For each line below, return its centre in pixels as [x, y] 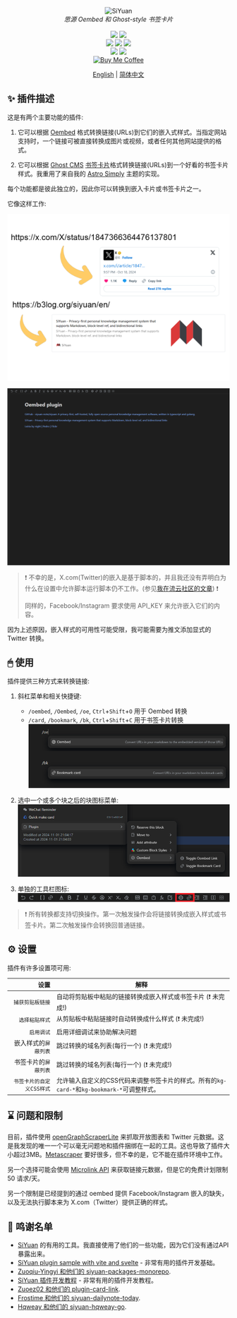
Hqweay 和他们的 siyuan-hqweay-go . [72, 1307]
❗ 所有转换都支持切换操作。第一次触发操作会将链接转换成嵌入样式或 [122, 914]
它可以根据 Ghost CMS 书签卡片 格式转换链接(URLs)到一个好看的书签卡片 [123, 164]
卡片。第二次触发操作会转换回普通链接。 [90, 925]
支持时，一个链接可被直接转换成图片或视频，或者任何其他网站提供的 [116, 140]
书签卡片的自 [30, 1081]
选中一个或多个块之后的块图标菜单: [68, 800]
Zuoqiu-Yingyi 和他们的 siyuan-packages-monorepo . [94, 1271]
